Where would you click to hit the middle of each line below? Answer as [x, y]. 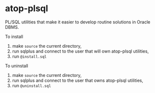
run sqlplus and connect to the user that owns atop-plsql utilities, [77, 80]
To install [14, 37]
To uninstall [17, 66]
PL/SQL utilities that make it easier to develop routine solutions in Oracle [78, 22]
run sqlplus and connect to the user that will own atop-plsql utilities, [80, 51]
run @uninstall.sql [32, 85]
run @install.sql [29, 56]
